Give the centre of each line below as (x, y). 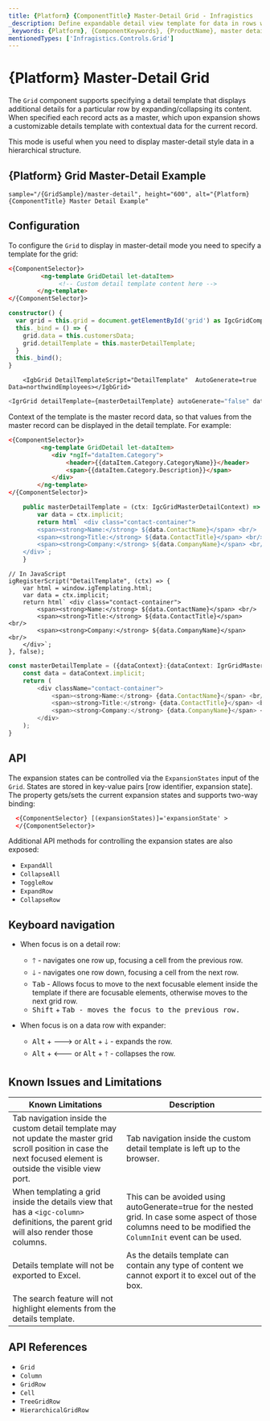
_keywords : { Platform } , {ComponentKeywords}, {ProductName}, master (125, 31)
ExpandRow (37, 891)
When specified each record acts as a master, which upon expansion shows (134, 118)
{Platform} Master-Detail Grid (109, 78)
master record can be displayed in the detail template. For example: (120, 426)
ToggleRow (37, 883)
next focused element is (57, 1159)
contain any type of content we (184, 1265)
